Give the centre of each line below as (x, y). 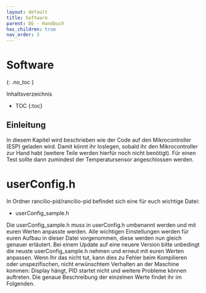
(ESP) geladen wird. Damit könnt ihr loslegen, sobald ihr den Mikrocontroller (102, 146)
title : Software (27, 18)
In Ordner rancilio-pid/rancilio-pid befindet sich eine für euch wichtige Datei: (103, 201)
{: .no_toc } (20, 82)
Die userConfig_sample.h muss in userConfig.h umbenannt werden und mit (101, 225)
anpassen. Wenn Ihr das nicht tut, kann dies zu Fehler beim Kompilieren (97, 257)
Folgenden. (21, 283)
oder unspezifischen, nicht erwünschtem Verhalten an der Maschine (93, 264)
